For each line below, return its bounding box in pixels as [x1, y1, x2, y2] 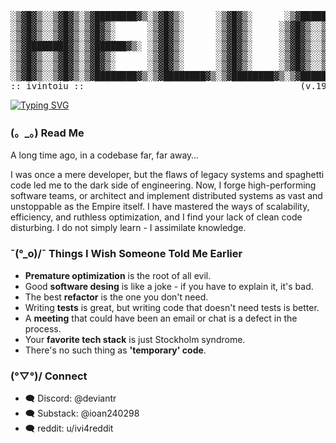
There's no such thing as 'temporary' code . [24, 344, 207, 356]
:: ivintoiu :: [10, 81, 85, 91]
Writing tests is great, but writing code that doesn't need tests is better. [24, 301, 320, 313]
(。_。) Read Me [10, 126, 85, 140]
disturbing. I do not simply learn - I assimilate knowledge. [10, 222, 247, 234]
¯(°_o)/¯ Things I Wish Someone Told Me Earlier [10, 247, 243, 261]
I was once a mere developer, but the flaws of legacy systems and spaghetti [10, 169, 325, 181]
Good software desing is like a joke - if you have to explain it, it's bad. [24, 280, 314, 292]
